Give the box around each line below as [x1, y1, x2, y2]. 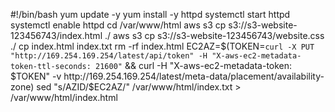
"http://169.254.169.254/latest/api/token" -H [10, 51, 208, 61]
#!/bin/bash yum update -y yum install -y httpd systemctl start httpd [10, 9, 291, 20]
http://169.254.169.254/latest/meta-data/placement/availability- [63, 70, 325, 82]
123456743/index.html [10, 30, 103, 41]
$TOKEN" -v [10, 70, 62, 82]
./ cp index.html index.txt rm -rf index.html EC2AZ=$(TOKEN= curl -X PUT [10, 40, 315, 52]
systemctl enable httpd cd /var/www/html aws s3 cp [10, 19, 227, 31]
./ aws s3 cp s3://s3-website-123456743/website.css [104, 30, 325, 41]
